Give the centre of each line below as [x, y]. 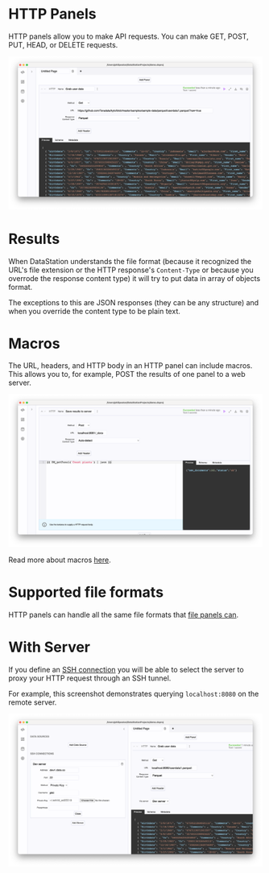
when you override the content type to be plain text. [95, 311]
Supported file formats [86, 592]
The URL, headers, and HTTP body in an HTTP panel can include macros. [130, 366]
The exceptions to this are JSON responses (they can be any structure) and [134, 302]
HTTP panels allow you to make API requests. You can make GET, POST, [128, 36]
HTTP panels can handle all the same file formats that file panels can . [124, 615]
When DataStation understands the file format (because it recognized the [130, 261]
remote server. [33, 702]
